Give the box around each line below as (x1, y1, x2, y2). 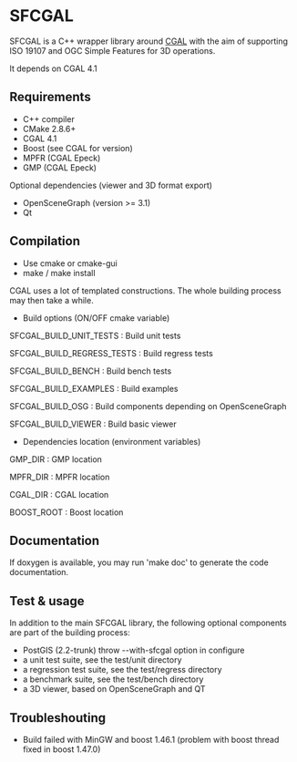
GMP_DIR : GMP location (9, 453, 103, 465)
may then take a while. (9, 294, 94, 305)
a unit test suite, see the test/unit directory (22, 654, 182, 665)
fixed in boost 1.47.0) (22, 744, 101, 755)
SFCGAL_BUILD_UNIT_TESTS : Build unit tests (9, 330, 181, 341)
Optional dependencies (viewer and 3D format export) (9, 180, 212, 190)
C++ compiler (22, 113, 75, 124)
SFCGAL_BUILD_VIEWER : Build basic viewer (9, 418, 177, 429)
